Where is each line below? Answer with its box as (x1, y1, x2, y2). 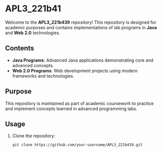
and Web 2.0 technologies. (5, 30, 61, 36)
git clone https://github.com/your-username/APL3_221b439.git (12, 143, 143, 148)
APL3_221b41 (5, 3, 62, 14)
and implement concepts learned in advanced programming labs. (5, 106, 138, 112)
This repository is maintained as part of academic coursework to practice (5, 100, 154, 106)
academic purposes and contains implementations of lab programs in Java (5, 24, 157, 30)
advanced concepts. (12, 62, 54, 68)
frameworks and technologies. (12, 73, 74, 79)
